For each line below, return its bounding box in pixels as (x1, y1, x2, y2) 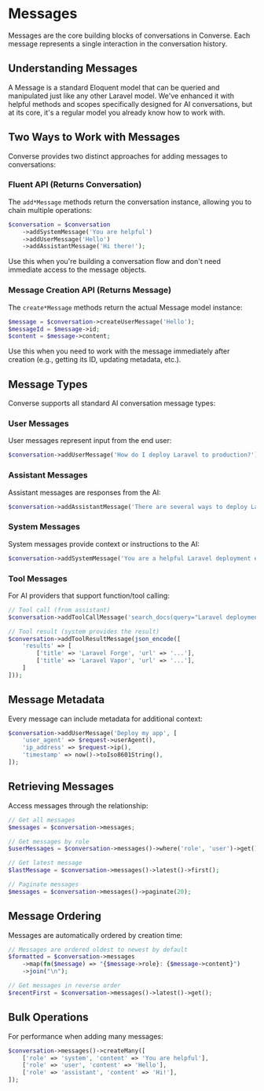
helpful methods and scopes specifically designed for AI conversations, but (8, 99, 253, 108)
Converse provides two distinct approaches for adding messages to (8, 151, 228, 161)
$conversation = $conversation (8, 221, 111, 229)
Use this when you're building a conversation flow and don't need (8, 257, 222, 266)
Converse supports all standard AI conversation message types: (8, 398, 216, 408)
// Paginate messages (8, 880, 79, 888)
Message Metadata (8, 693, 105, 707)
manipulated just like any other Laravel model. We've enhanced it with (8, 91, 234, 101)
